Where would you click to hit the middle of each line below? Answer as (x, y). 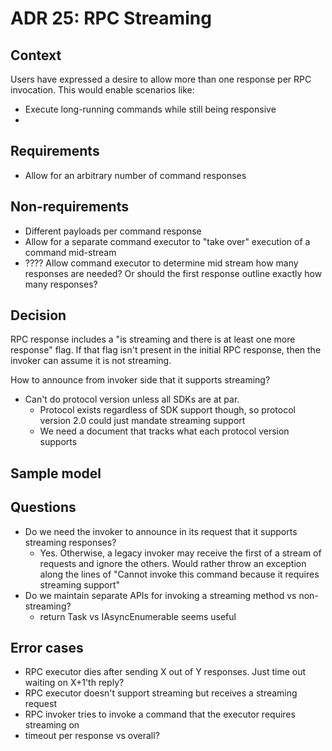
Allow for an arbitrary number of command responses (135, 175)
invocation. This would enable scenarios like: (102, 90)
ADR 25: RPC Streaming (111, 18)
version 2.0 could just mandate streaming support (142, 421)
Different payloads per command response (113, 231)
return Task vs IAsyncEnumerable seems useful (138, 616)
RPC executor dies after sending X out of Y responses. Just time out (165, 672)
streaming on (52, 725)
